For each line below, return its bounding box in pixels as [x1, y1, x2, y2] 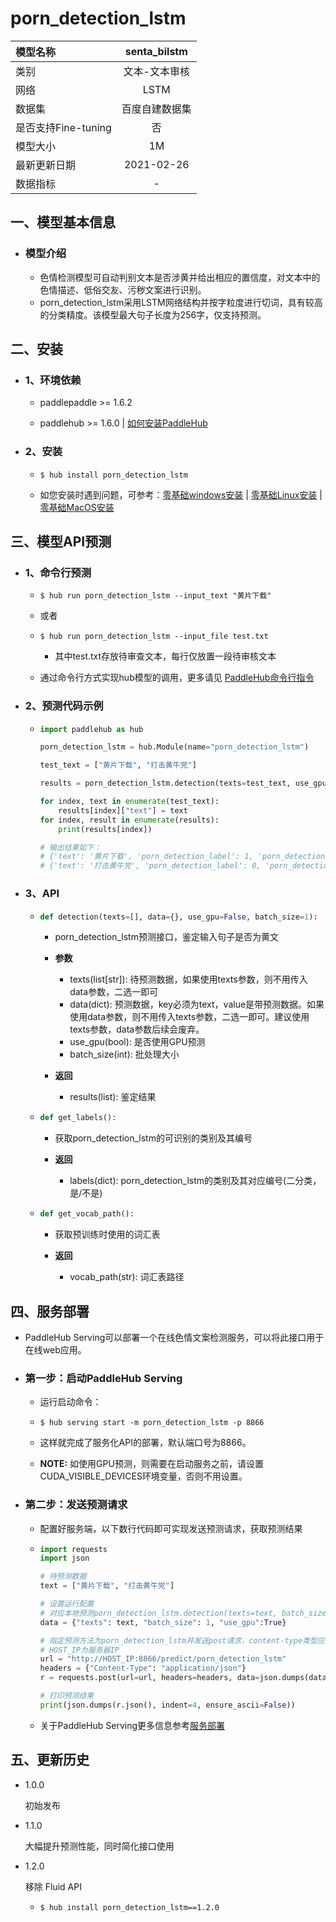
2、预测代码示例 [24, 699, 104, 713]
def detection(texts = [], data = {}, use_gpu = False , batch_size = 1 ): [39, 912, 318, 922]
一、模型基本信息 [10, 214, 116, 231]
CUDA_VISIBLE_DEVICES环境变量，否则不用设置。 [39, 1470, 248, 1482]
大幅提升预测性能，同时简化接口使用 [24, 1840, 175, 1852]
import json [39, 1553, 90, 1564]
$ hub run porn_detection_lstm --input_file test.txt [39, 632, 269, 642]
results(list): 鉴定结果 [69, 1091, 157, 1103]
